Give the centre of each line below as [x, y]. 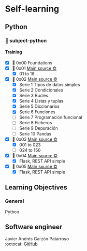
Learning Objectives [36, 187]
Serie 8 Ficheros [36, 123]
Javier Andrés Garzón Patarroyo [37, 238]
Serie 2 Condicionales [41, 90]
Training [14, 52]
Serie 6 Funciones [37, 112]
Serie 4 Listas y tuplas [41, 101]
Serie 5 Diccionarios [39, 106]
